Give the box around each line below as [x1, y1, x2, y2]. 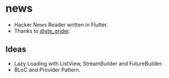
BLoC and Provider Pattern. [14, 66, 81, 73]
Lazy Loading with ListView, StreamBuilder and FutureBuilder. [14, 60, 163, 67]
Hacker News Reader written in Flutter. [14, 21, 108, 28]
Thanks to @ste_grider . [14, 27, 71, 34]
